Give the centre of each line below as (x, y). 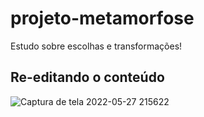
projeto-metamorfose (102, 18)
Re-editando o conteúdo (87, 77)
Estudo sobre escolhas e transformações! (96, 46)
